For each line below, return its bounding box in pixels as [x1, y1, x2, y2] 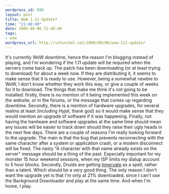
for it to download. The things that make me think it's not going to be [5, 86, 148, 92]
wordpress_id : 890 [5, 7, 44, 13]
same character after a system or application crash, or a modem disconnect [5, 140, 163, 146]
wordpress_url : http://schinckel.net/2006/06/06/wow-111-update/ [5, 40, 145, 45]
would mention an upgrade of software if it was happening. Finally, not [5, 113, 152, 119]
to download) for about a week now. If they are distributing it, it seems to [5, 70, 156, 76]
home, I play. [5, 183, 32, 189]
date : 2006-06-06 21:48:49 [5, 26, 62, 31]
